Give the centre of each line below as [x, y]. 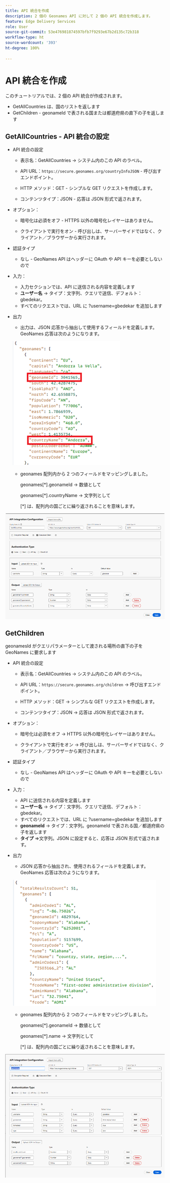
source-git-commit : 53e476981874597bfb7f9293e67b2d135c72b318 [72, 32]
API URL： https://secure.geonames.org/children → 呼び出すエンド [91, 685]
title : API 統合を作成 [27, 11]
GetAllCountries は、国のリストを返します [56, 106]
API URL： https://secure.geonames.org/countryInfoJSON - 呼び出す [91, 171]
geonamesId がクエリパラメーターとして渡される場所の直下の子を [74, 646]
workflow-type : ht [25, 37]
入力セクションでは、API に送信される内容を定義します [77, 287]
